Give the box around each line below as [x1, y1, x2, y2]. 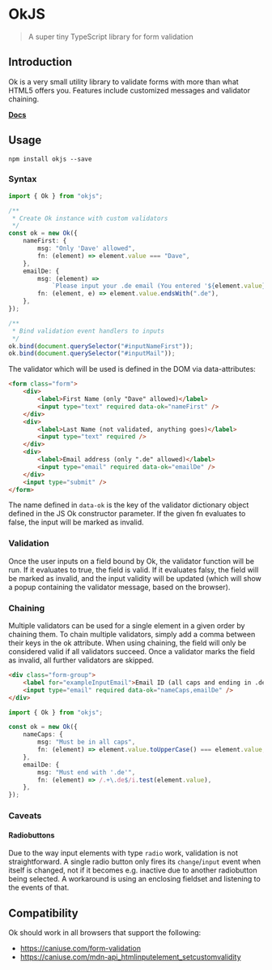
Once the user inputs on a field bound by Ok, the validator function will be [8, 556, 255, 566]
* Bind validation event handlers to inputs [11, 326, 164, 335]
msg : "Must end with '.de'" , [37, 768, 136, 776]
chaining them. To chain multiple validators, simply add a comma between [8, 630, 256, 640]
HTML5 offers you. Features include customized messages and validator [8, 85, 251, 95]
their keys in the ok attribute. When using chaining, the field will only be [8, 638, 247, 648]
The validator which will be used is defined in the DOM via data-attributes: [8, 364, 257, 374]
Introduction [8, 55, 73, 69]
